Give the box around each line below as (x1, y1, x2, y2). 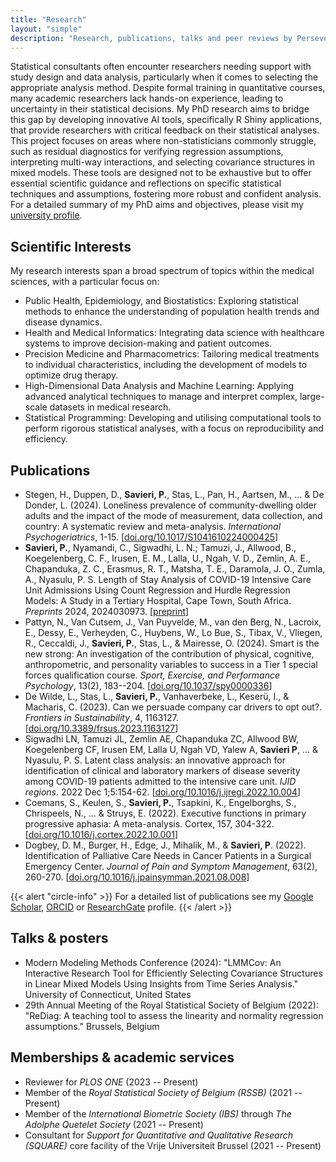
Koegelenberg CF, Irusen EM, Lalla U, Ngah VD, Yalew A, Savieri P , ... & (24, 744, 318, 755)
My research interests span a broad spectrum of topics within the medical (10, 265, 315, 277)
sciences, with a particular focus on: (10, 276, 160, 288)
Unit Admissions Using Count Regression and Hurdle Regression (24, 584, 291, 596)
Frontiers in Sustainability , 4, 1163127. (24, 712, 179, 723)
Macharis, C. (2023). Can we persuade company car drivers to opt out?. (24, 701, 323, 713)
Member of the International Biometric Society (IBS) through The (24, 1107, 292, 1120)
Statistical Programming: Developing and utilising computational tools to (24, 412, 322, 424)
